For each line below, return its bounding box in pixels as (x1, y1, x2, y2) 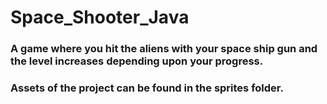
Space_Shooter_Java (10, 6, 190, 29)
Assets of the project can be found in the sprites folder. (10, 81, 284, 95)
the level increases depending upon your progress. (10, 54, 264, 68)
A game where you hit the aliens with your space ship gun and (10, 42, 318, 56)
